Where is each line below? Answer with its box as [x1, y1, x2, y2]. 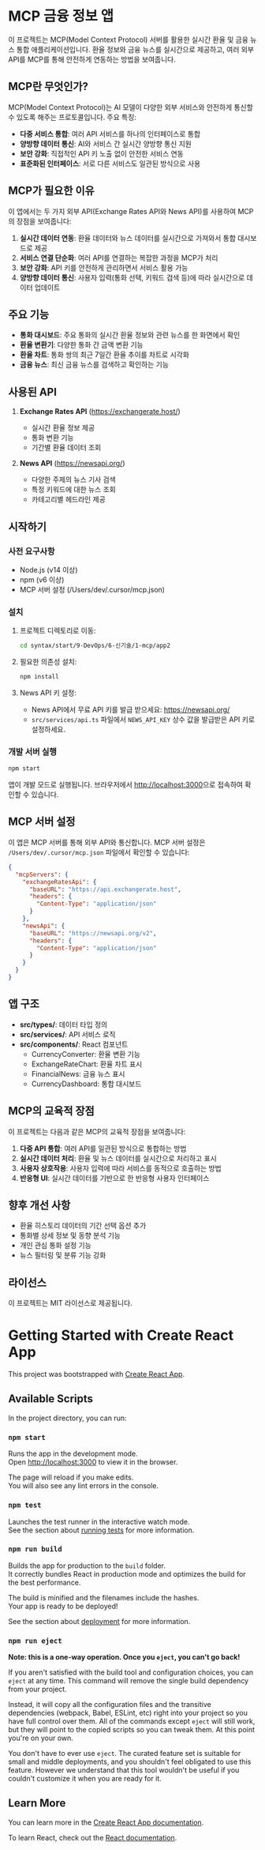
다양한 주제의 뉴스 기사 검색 [31, 475, 116, 484]
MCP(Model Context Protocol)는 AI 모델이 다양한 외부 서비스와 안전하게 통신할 [8, 102, 254, 111]
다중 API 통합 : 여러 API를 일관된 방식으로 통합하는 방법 [19, 1143, 187, 1153]
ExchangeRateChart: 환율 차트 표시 [31, 1059, 143, 1069]
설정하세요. [31, 724, 66, 734]
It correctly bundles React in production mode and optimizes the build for [8, 1569, 246, 1578]
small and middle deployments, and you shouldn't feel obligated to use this [8, 1757, 252, 1766]
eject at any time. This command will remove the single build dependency [8, 1676, 249, 1686]
